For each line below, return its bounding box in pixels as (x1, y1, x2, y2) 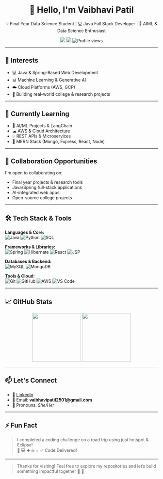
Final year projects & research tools (12, 179, 83, 185)
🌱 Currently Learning (5, 110, 69, 118)
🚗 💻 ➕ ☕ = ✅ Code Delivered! (16, 447, 77, 453)
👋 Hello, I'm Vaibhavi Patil (29, 4, 134, 16)
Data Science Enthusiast (57, 28, 106, 34)
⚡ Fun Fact (5, 421, 37, 429)
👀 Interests (5, 56, 39, 65)
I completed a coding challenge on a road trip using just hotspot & (16, 437, 149, 443)
